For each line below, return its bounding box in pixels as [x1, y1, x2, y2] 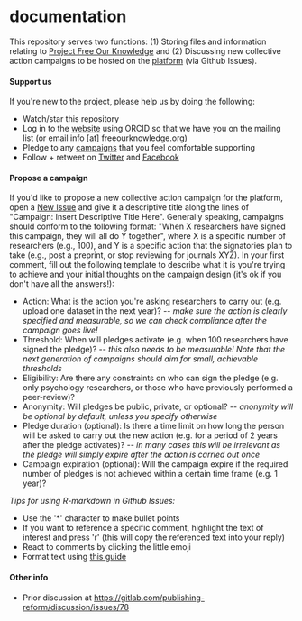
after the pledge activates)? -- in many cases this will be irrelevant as [22, 440, 281, 451]
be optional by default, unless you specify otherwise [22, 411, 218, 422]
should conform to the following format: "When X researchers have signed [9, 221, 286, 232]
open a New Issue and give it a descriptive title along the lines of [9, 202, 250, 213]
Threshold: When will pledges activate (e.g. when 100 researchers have [22, 334, 288, 345]
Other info [9, 571, 49, 582]
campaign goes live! [22, 324, 98, 335]
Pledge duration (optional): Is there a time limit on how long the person [22, 421, 285, 432]
